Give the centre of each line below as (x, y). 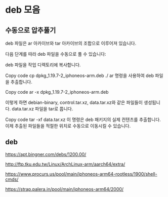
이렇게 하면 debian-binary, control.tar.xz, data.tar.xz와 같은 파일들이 (74, 102)
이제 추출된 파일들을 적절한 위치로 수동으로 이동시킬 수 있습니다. (68, 126)
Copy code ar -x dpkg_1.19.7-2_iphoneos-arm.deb (57, 92)
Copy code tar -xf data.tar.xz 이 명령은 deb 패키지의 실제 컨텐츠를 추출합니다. (83, 120)
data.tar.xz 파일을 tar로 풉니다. (43, 109)
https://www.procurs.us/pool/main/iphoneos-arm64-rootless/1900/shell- (81, 174)
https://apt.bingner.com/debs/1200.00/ (46, 154)
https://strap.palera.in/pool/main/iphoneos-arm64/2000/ (65, 189)
